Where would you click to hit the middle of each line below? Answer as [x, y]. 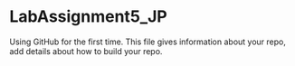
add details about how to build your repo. [86, 51]
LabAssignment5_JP [88, 17]
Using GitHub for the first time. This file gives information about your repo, [148, 42]
